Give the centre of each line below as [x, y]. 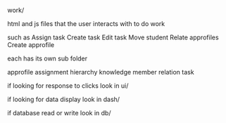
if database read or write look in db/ [59, 113]
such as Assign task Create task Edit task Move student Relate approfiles [113, 37]
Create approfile [31, 45]
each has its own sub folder [48, 58]
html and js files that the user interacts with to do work [86, 24]
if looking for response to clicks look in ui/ [68, 86]
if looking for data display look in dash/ [64, 99]
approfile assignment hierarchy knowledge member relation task [101, 72]
